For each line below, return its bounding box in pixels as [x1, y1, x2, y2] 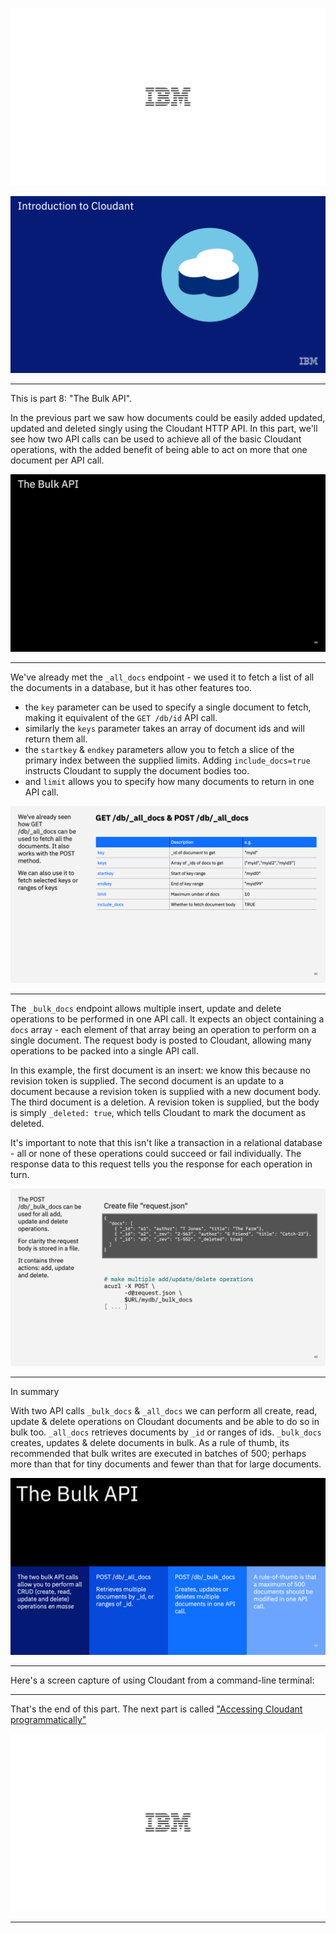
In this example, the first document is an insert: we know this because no [10, 1064, 311, 1076]
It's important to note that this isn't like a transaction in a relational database [10, 1137, 323, 1148]
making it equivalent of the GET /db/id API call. [24, 711, 218, 723]
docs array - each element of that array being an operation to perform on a [10, 1024, 317, 1035]
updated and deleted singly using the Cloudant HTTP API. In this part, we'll [10, 423, 318, 434]
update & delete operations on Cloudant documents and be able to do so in [10, 1415, 320, 1427]
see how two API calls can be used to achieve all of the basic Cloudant [10, 433, 302, 445]
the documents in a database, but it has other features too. [10, 681, 253, 693]
